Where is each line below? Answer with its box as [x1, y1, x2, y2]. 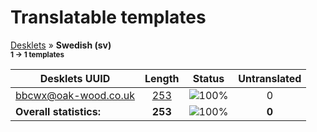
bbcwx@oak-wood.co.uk [15, 88, 135, 102]
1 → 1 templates [10, 49, 65, 60]
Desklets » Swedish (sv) [10, 39, 112, 51]
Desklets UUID [39, 71, 111, 85]
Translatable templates [10, 6, 207, 29]
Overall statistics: [15, 104, 101, 118]
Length [144, 71, 180, 85]
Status [192, 71, 225, 85]
